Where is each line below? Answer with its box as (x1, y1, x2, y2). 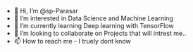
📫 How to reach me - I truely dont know (13, 37, 132, 45)
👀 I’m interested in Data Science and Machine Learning (13, 14, 174, 22)
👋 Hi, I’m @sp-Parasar (13, 7, 79, 15)
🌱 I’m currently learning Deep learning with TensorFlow (13, 22, 174, 30)
